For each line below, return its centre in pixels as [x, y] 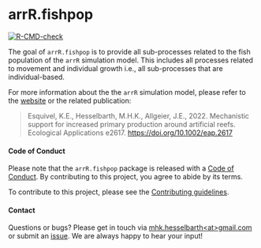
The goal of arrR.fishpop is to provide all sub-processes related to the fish [129, 51]
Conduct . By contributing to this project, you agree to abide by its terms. [125, 177]
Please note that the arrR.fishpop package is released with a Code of [121, 168]
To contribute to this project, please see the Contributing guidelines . [119, 192]
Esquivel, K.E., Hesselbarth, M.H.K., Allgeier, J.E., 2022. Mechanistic [138, 115]
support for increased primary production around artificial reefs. [131, 124]
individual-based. [37, 77]
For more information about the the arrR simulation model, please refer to [127, 92]
